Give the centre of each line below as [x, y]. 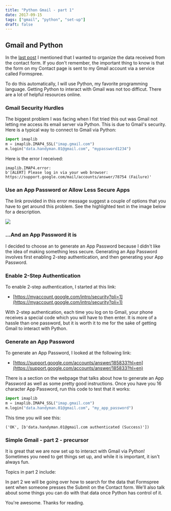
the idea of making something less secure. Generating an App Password [81, 251]
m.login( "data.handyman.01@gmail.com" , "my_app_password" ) [69, 408]
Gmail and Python [34, 45]
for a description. [23, 212]
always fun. [17, 462]
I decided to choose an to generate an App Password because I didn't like [83, 246]
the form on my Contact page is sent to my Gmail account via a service [80, 68]
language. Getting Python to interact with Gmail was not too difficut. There [83, 89]
